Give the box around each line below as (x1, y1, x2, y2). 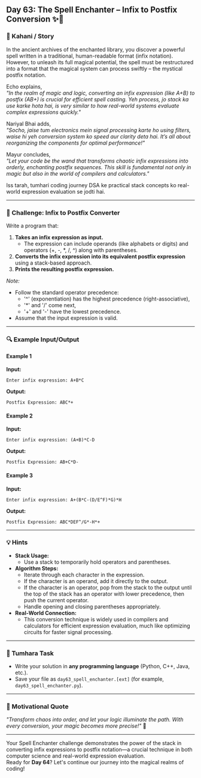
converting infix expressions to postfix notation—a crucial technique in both (6, 746, 193, 753)
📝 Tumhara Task (6, 649, 54, 657)
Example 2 (6, 412, 33, 419)
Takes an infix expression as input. (14, 233, 103, 241)
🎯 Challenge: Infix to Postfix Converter (6, 208, 120, 217)
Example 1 (6, 352, 32, 359)
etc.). (14, 669, 28, 677)
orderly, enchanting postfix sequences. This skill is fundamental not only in (6, 163, 191, 170)
